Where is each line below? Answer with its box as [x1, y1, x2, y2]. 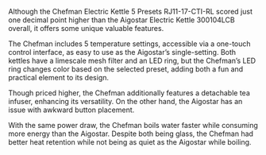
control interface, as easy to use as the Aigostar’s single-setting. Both [8, 48, 237, 56]
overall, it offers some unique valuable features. [8, 24, 164, 33]
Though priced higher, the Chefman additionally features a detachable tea [8, 88, 250, 98]
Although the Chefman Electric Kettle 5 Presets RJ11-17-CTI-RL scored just [8, 7, 253, 16]
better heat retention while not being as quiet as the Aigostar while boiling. [8, 138, 252, 146]
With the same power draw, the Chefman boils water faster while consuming [8, 121, 258, 130]
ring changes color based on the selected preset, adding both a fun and [8, 64, 244, 74]
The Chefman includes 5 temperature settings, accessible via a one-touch [8, 39, 252, 48]
